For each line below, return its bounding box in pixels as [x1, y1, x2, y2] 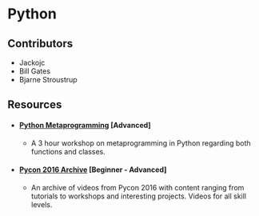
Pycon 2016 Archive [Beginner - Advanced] [18, 165, 167, 174]
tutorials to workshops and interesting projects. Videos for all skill [30, 191, 247, 201]
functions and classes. [30, 146, 106, 156]
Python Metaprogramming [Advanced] [18, 120, 151, 130]
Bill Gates [18, 66, 51, 76]
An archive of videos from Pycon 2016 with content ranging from [30, 182, 245, 192]
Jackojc [18, 58, 46, 67]
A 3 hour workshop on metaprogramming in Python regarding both [30, 138, 251, 148]
